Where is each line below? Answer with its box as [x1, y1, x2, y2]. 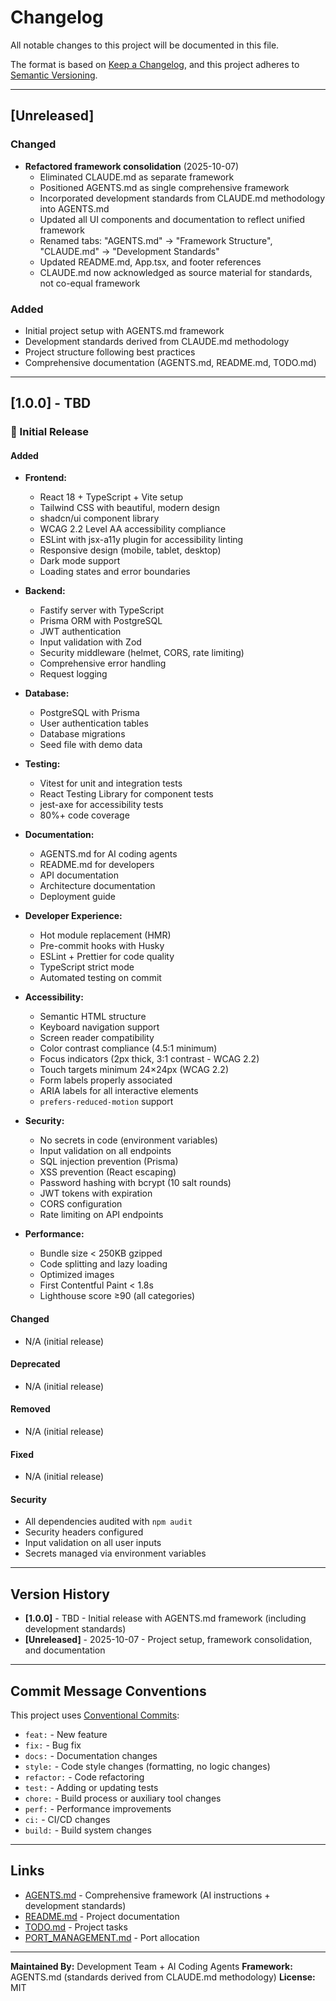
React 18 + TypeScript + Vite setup [39, 491, 183, 503]
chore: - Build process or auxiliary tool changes [24, 1792, 222, 1805]
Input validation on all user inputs [24, 1537, 162, 1549]
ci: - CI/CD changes [24, 1814, 111, 1826]
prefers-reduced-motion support [39, 1096, 174, 1108]
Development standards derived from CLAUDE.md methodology [24, 335, 290, 347]
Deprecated [10, 1358, 61, 1370]
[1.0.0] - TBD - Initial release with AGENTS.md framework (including [24, 1612, 307, 1625]
